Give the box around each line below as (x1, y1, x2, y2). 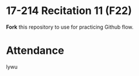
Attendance (6, 44, 64, 57)
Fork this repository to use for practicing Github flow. (6, 23, 134, 30)
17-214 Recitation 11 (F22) (6, 4, 133, 18)
